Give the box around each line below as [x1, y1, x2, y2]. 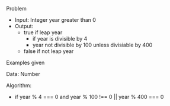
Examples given [6, 59, 45, 66]
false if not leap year [23, 48, 74, 55]
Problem [6, 5, 27, 12]
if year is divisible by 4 [32, 35, 88, 42]
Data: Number [6, 71, 40, 77]
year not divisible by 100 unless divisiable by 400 [32, 41, 153, 48]
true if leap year [23, 29, 63, 36]
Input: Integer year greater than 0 [14, 16, 97, 23]
